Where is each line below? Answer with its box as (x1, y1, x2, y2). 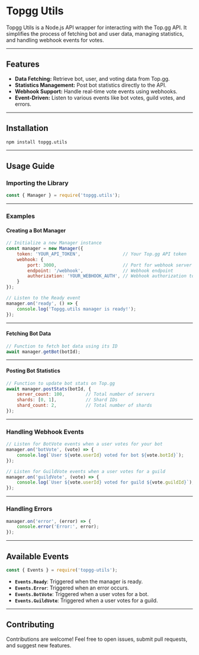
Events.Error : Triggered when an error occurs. (14, 584, 129, 591)
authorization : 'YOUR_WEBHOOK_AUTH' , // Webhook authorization (27, 273, 187, 279)
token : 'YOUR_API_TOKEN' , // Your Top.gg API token (17, 251, 187, 257)
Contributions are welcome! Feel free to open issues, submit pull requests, (6, 635, 188, 643)
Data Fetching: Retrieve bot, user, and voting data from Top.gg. (14, 75, 170, 82)
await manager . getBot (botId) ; (6, 349, 81, 355)
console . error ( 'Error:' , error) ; (17, 524, 99, 530)
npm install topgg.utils (6, 139, 68, 145)
